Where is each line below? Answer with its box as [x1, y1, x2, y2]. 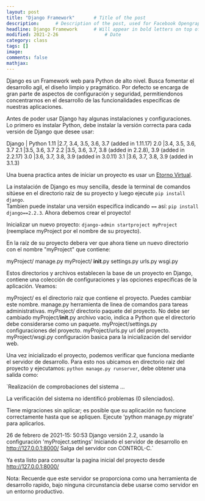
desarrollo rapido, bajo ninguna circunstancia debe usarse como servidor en [6, 481, 199, 488]
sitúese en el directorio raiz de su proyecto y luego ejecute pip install [6, 189, 185, 196]
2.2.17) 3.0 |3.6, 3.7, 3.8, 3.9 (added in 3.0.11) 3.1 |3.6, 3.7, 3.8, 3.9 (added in [6, 152, 193, 160]
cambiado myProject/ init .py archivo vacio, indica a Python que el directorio [6, 313, 196, 321]
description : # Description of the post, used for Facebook [6, 20, 176, 26]
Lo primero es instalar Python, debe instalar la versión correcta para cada [6, 121, 192, 128]
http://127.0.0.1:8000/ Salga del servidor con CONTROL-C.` [6, 444, 154, 451]
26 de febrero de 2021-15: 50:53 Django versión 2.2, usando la [6, 431, 164, 439]
